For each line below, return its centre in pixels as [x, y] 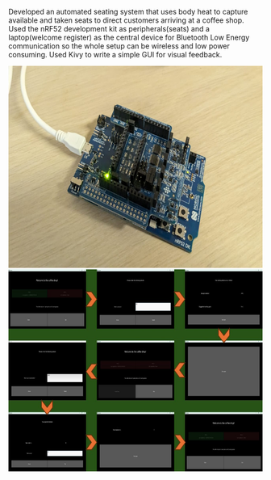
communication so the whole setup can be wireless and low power [119, 46]
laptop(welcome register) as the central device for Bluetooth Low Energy [129, 37]
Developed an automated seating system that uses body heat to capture [128, 12]
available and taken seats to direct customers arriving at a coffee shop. [126, 20]
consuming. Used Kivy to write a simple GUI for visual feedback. [115, 55]
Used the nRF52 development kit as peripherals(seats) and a [109, 29]
